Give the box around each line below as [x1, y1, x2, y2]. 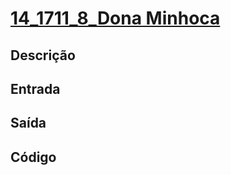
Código [10, 148, 57, 166]
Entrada [10, 80, 61, 97]
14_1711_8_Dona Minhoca [10, 7, 221, 30]
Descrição [10, 47, 76, 64]
